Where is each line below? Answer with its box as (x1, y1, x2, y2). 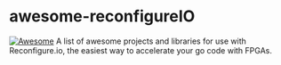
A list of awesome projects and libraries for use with (56, 36, 246, 46)
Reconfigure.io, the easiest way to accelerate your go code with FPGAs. (9, 45, 273, 55)
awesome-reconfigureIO (9, 6, 196, 27)
